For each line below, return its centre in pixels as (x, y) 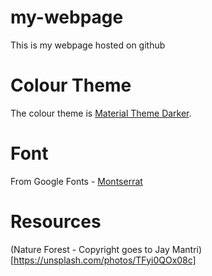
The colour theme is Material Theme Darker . (101, 113)
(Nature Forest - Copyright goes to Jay (90, 249)
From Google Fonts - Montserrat (76, 181)
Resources (56, 222)
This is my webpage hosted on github (88, 45)
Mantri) (187, 249)
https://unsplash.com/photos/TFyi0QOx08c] (105, 260)
